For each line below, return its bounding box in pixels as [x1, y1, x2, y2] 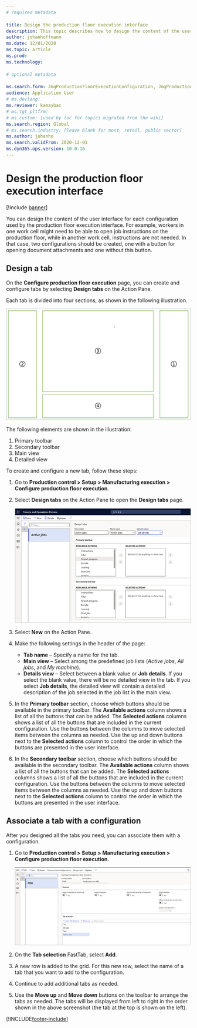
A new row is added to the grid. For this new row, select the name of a [14, 963, 184, 970]
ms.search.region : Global [6, 121, 69, 127]
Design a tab [6, 263, 53, 273]
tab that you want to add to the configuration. [14, 969, 124, 976]
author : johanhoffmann [6, 34, 62, 41]
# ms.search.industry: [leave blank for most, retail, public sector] [6, 127, 182, 133]
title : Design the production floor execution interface [6, 22, 148, 28]
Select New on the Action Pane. [14, 628, 92, 635]
